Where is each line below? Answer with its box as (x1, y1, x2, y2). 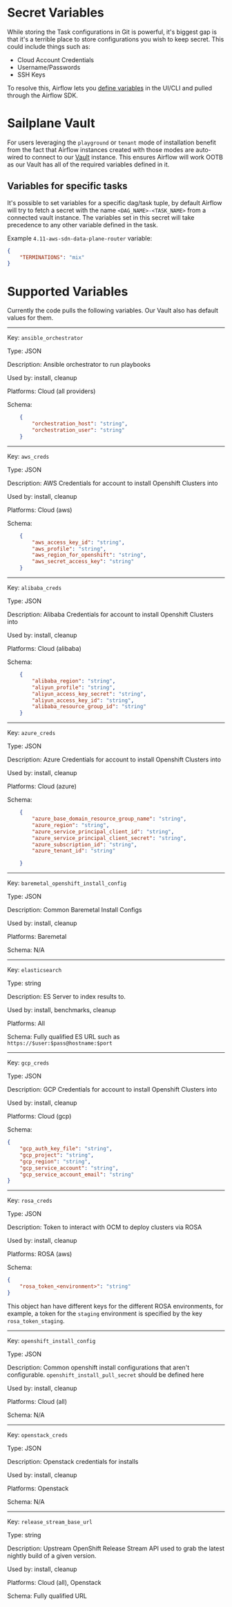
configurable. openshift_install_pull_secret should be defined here (7, 1370, 204, 1379)
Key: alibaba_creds (7, 584, 62, 591)
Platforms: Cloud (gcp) (7, 1112, 72, 1121)
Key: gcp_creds (7, 1058, 50, 1067)
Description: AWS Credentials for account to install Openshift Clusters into (7, 479, 218, 487)
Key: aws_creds (7, 452, 50, 460)
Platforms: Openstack (7, 1484, 69, 1492)
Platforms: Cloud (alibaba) (7, 645, 81, 652)
